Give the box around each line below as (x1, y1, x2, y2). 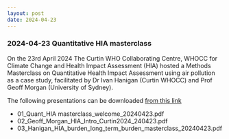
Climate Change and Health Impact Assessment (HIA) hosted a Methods (7, 61, 211, 69)
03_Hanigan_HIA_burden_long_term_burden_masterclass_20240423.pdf (16, 124, 223, 132)
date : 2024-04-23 (7, 16, 57, 23)
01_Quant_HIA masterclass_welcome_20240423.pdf (16, 110, 165, 118)
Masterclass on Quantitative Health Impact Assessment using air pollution (7, 69, 216, 77)
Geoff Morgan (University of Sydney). (7, 83, 113, 91)
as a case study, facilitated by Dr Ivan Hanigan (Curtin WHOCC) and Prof (7, 76, 213, 84)
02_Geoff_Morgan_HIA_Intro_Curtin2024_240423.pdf (16, 117, 168, 125)
